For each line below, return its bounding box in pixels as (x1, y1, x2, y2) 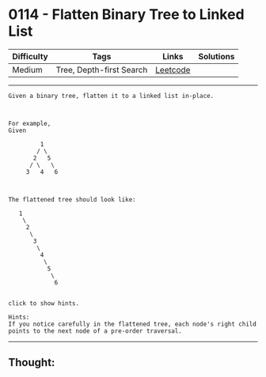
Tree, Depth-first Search (55, 64, 148, 75)
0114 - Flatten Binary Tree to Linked (8, 6, 245, 24)
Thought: (8, 356, 55, 369)
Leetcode (155, 64, 191, 75)
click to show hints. (8, 299, 80, 307)
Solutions (197, 51, 235, 62)
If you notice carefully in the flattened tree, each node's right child (8, 320, 257, 328)
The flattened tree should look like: (8, 195, 136, 203)
